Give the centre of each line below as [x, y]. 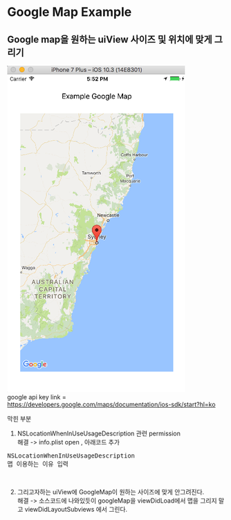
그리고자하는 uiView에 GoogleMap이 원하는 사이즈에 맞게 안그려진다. [111, 492]
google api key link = [37, 397]
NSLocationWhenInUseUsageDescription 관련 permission [99, 433]
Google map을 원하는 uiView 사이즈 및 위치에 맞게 [110, 39]
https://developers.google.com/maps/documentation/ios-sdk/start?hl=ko [111, 404]
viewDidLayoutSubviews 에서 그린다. [76, 509]
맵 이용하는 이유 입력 [38, 464]
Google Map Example [70, 12]
